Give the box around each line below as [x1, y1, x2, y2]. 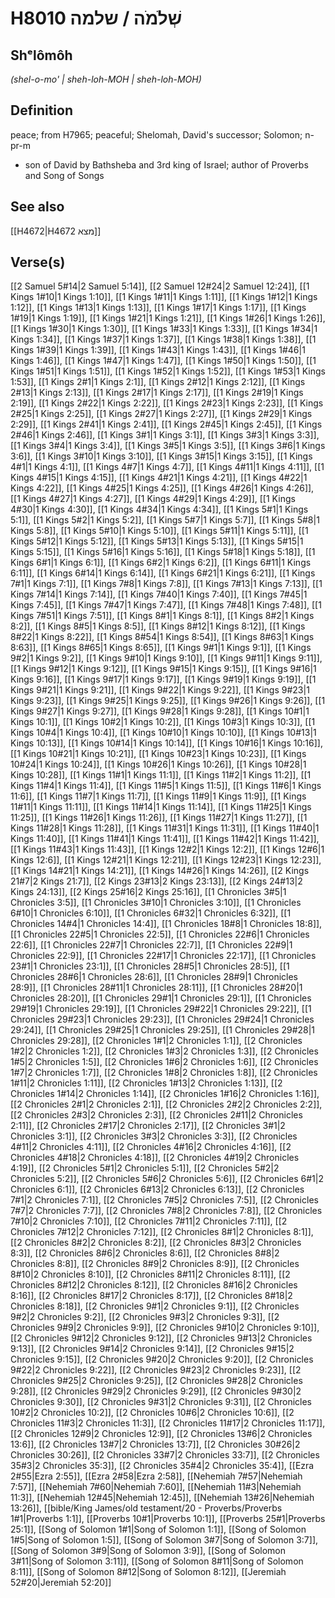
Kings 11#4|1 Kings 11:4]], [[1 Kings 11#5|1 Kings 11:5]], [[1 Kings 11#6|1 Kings [10, 780, 322, 792]
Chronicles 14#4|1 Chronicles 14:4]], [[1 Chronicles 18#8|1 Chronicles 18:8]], [10, 918, 323, 930]
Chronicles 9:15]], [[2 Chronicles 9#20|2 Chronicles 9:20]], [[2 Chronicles [10, 1353, 314, 1366]
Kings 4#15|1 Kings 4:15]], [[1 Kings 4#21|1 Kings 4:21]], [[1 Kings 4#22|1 [10, 472, 308, 484]
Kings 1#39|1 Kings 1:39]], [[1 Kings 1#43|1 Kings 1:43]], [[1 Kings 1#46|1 [10, 344, 306, 356]
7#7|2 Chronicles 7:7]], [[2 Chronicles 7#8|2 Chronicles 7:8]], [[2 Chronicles [10, 1205, 323, 1217]
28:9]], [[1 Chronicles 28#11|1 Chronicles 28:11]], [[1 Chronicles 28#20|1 [10, 982, 303, 994]
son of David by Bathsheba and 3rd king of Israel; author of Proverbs [24, 158, 309, 171]
